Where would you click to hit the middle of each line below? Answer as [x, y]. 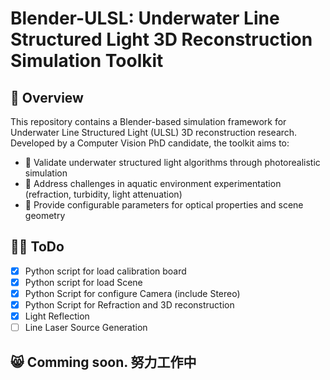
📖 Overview [47, 97]
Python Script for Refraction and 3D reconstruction [129, 305]
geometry [45, 215]
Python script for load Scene [83, 282]
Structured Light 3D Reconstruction [161, 39]
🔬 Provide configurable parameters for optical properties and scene [164, 205]
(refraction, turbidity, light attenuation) [103, 194]
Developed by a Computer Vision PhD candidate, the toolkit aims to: [150, 143]
